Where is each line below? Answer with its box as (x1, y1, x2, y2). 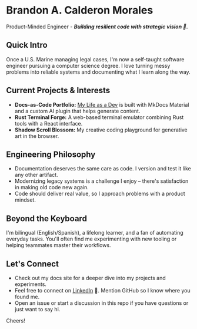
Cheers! (6, 317, 25, 324)
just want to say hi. (14, 306, 61, 312)
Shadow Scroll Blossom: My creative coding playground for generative (14, 126, 188, 133)
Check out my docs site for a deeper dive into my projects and (14, 275, 166, 281)
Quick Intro (6, 40, 48, 50)
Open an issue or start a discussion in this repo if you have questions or (14, 300, 189, 307)
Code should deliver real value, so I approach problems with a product (14, 190, 185, 198)
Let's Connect (6, 259, 59, 269)
